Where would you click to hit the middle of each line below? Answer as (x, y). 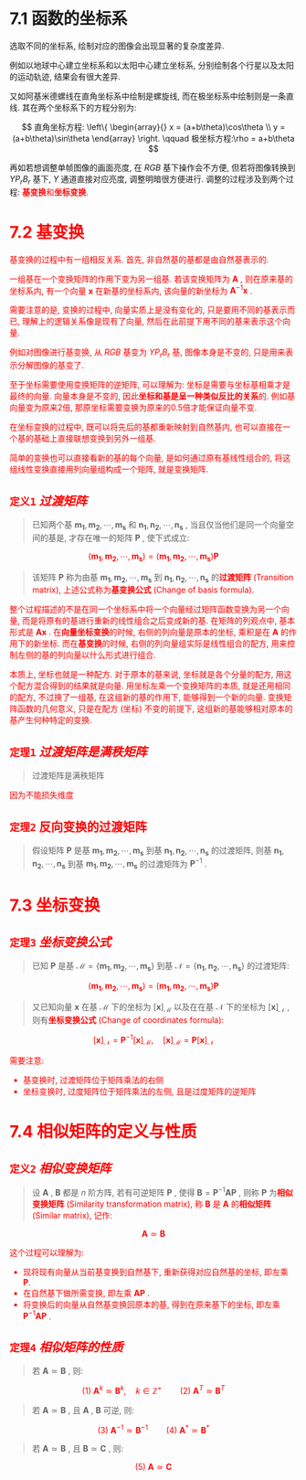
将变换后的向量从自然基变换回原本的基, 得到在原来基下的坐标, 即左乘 (151, 1304)
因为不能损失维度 (42, 795)
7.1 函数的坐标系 (69, 19)
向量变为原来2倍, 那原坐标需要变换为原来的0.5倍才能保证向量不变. (133, 408)
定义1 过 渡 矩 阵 (48, 500)
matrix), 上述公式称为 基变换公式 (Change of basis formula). (143, 590)
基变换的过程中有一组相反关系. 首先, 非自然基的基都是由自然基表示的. (139, 259)
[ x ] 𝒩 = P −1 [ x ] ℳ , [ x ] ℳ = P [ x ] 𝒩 (153, 1040)
